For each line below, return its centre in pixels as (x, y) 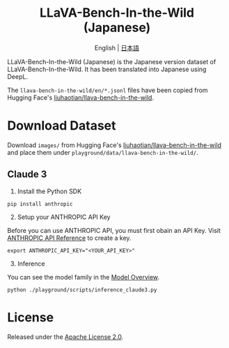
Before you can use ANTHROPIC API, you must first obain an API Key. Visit (114, 230)
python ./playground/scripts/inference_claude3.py (82, 290)
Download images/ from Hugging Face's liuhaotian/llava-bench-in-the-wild (114, 145)
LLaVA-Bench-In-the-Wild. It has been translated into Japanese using (107, 69)
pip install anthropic (40, 204)
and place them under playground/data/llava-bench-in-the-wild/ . (103, 152)
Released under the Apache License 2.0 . (65, 337)
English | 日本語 (117, 47)
